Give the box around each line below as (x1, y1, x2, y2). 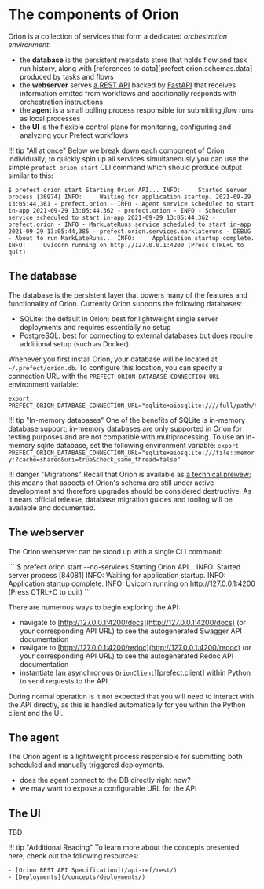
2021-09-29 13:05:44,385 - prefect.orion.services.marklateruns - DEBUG (8, 227, 251, 235)
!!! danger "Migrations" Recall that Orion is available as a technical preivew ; (8, 469, 251, 479)
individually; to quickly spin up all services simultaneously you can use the (8, 154, 249, 163)
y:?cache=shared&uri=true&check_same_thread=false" (8, 455, 181, 464)
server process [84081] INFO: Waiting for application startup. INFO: (8, 570, 226, 580)
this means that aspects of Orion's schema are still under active (8, 478, 214, 487)
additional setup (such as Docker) (19, 339, 130, 348)
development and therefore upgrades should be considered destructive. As (8, 486, 252, 495)
